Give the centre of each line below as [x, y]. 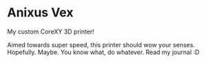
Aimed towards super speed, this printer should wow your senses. [101, 45]
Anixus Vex [40, 13]
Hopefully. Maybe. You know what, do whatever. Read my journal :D [103, 52]
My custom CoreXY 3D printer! [51, 32]
